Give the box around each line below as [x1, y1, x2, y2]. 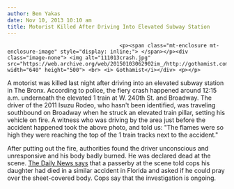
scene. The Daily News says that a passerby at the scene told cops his [7, 159, 210, 167]
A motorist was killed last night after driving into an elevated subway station [7, 79, 224, 87]
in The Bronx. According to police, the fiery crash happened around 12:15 [7, 86, 217, 95]
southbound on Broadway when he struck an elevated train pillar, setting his [7, 109, 225, 117]
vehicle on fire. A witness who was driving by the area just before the [7, 116, 206, 124]
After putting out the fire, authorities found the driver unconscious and [7, 144, 209, 153]
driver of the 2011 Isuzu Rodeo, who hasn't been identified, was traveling [7, 101, 216, 109]
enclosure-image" [7, 48, 58, 56]
